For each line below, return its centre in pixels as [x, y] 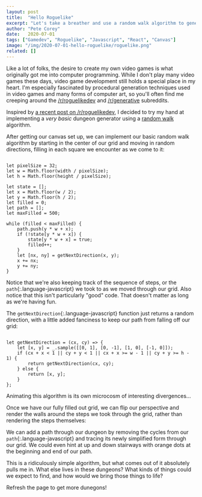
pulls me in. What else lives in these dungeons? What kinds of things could [99, 469]
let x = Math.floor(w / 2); [41, 192]
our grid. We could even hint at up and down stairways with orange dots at [99, 445]
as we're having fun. [32, 302]
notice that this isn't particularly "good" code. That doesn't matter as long [97, 295]
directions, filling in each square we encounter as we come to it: [85, 149]
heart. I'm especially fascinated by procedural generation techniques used [98, 87]
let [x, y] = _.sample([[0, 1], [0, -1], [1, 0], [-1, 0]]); [95, 347]
